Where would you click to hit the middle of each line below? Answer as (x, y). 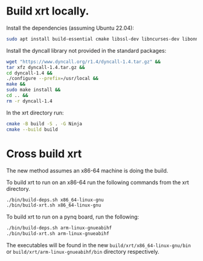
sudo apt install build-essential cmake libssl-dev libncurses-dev (93, 39)
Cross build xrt (44, 154)
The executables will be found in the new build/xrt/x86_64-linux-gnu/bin (99, 245)
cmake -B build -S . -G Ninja (44, 124)
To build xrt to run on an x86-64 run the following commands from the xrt (98, 182)
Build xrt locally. (48, 11)
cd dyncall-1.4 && (29, 73)
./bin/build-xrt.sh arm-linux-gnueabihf (58, 234)
